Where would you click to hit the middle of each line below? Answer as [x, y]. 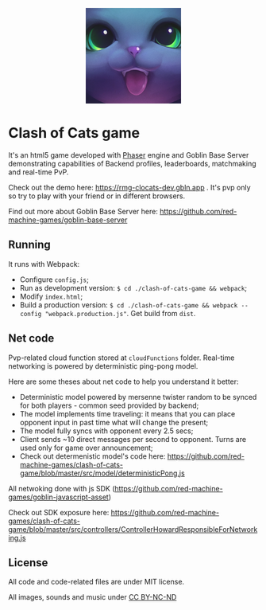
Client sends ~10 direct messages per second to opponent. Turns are [133, 439]
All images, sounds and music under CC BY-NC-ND [93, 597]
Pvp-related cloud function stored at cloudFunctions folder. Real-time [121, 358]
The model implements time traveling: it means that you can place [127, 413]
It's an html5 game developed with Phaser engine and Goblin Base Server [129, 154]
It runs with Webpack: [44, 264]
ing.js [17, 538]
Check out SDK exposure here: [59, 512]
